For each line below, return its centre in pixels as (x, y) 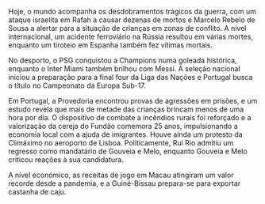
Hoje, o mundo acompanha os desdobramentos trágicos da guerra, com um (132, 11)
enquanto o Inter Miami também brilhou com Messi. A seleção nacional (124, 69)
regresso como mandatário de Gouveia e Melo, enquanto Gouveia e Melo (128, 151)
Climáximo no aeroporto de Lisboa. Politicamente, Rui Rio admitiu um (121, 143)
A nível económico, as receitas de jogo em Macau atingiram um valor (121, 175)
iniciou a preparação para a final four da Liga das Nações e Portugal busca (131, 77)
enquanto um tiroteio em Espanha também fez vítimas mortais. (110, 45)
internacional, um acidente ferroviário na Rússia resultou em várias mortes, (131, 36)
